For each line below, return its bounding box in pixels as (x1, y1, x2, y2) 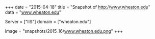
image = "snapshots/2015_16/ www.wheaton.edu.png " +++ (5, 28, 123, 34)
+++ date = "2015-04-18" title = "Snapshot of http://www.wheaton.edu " (5, 4, 151, 10)
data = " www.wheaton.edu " (5, 9, 61, 15)
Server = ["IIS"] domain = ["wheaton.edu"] (5, 19, 91, 24)
